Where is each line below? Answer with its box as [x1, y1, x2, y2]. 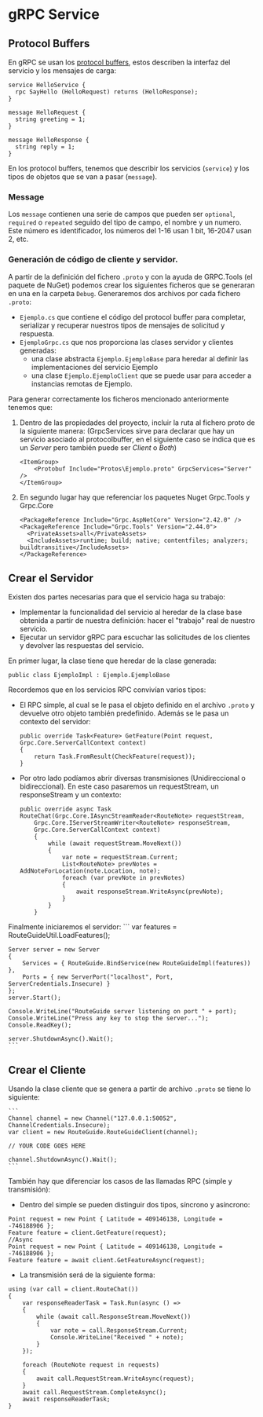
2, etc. [8, 234, 29, 244]
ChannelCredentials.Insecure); [8, 1122, 111, 1130]
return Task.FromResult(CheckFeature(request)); [34, 752, 196, 761]
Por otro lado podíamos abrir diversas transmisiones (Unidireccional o [19, 774, 246, 783]
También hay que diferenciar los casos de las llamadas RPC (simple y [8, 1177, 233, 1186]
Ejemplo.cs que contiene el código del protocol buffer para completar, [19, 312, 246, 321]
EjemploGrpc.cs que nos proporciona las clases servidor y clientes [19, 337, 234, 346]
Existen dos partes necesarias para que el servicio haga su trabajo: [8, 592, 226, 602]
